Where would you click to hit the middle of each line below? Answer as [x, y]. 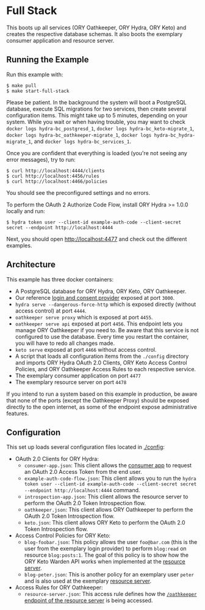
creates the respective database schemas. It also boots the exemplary [95, 34]
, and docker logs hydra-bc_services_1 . [81, 141]
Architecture [31, 265]
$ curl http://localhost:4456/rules [53, 176]
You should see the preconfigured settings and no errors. [78, 192]
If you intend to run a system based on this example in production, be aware [102, 394]
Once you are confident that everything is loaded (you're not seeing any [97, 153]
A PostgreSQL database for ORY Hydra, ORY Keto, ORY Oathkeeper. [101, 291]
